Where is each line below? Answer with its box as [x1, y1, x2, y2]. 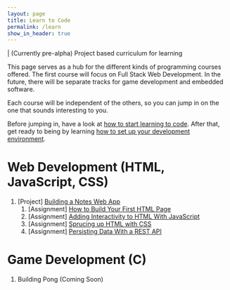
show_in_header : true [7, 29, 71, 37]
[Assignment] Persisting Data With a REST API [27, 228, 162, 236]
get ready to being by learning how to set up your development [7, 127, 190, 136]
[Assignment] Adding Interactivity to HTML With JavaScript [27, 212, 200, 221]
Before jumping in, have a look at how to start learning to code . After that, [7, 120, 220, 128]
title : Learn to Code [7, 17, 71, 24]
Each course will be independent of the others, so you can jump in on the [7, 99, 219, 107]
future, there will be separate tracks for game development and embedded [7, 78, 224, 86]
